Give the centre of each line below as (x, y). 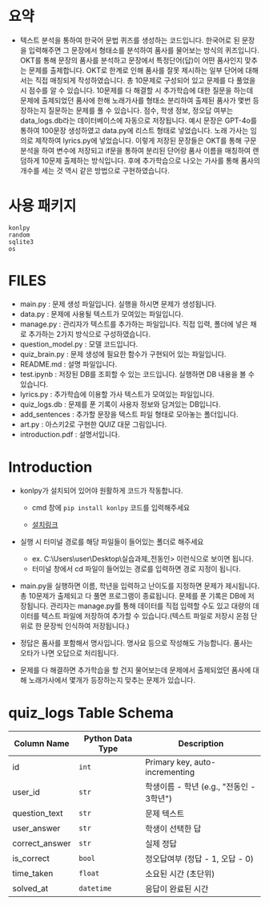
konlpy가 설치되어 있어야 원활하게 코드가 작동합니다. (101, 490)
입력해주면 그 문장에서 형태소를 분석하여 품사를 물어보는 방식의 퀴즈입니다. (144, 50)
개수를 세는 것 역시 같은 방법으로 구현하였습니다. (94, 170)
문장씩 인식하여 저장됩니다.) (86, 626)
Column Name (42, 743)
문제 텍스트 (165, 814)
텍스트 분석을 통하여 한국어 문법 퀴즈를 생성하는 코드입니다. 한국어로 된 (130, 40)
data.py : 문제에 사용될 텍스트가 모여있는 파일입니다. (102, 314)
